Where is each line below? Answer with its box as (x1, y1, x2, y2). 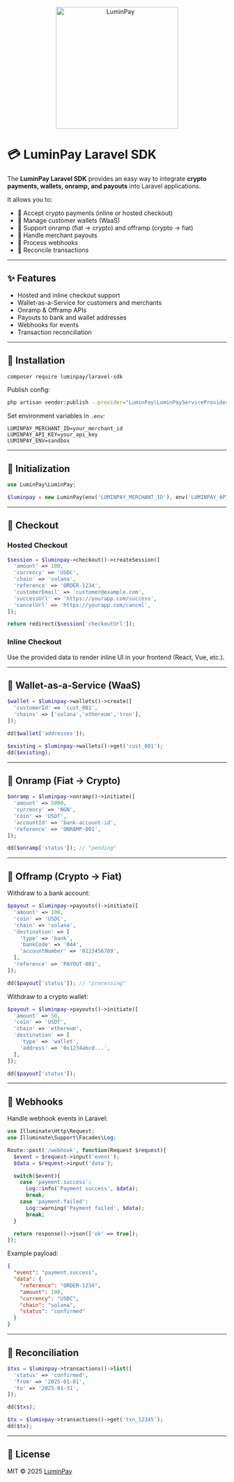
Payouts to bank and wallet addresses (17, 313, 127, 322)
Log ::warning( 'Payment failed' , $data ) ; (25, 1204, 145, 1211)
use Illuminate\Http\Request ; (7, 1128, 95, 1135)
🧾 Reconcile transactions (17, 246, 89, 254)
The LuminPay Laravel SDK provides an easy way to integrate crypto (7, 174, 207, 182)
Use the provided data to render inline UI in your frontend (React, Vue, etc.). (7, 653, 225, 661)
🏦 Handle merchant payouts (17, 230, 97, 239)
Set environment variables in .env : (7, 411, 106, 420)
